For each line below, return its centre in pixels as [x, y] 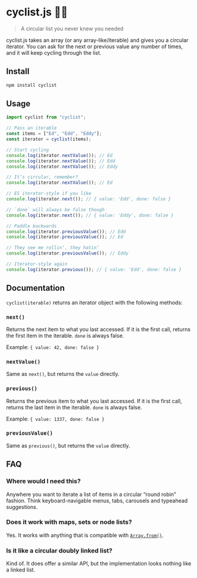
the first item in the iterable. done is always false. [65, 335]
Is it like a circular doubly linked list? [59, 551]
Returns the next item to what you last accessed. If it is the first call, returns [99, 329]
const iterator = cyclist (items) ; [49, 139]
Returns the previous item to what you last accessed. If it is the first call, [94, 401]
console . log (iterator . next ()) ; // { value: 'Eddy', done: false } [90, 215]
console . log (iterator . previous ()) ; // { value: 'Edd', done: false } [94, 269]
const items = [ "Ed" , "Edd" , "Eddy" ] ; [54, 134]
